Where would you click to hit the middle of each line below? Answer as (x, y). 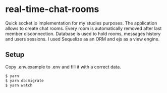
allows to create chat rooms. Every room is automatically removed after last (83, 28)
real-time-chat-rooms (52, 9)
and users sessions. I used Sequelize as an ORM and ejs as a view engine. (82, 39)
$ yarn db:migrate (24, 80)
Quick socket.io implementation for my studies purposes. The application (81, 23)
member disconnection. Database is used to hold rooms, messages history (83, 33)
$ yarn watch (19, 85)
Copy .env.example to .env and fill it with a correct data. (63, 66)
